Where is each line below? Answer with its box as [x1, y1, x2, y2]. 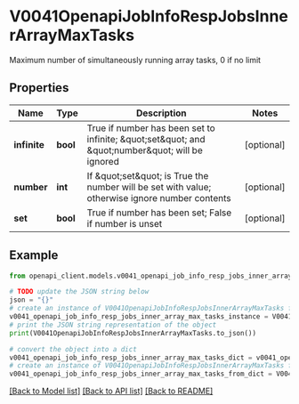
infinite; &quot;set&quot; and [86, 133, 206, 145]
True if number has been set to [86, 122, 215, 134]
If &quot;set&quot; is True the [86, 169, 209, 182]
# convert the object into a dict [9, 344, 138, 353]
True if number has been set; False [86, 206, 232, 219]
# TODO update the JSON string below [9, 287, 149, 296]
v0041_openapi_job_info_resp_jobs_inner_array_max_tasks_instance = [9, 312, 269, 321]
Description [136, 107, 187, 119]
